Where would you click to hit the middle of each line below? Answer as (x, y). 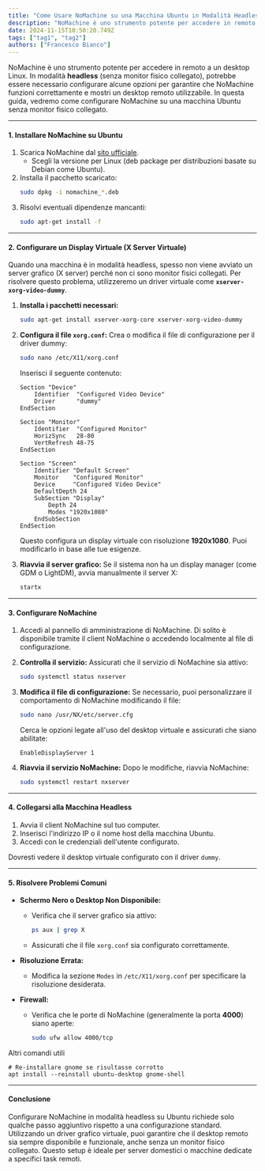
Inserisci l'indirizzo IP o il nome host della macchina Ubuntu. (117, 833)
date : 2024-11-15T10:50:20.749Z (61, 30)
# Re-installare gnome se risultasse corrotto (86, 1067)
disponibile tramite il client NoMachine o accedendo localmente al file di (136, 639)
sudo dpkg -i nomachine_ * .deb (69, 192)
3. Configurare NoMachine (52, 612)
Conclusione (30, 1099)
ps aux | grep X (58, 930)
